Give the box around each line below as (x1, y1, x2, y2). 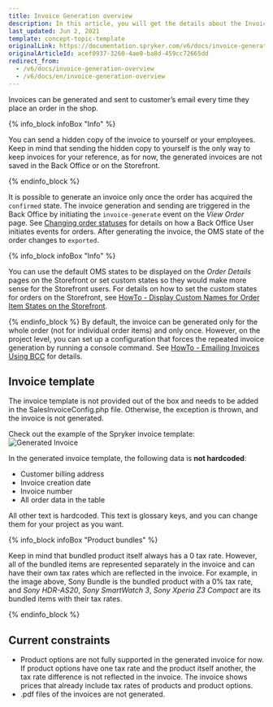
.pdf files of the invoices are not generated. (19, 689, 166, 699)
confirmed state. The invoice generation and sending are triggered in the (8, 200, 250, 210)
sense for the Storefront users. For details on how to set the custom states (8, 283, 258, 293)
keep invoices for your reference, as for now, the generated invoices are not (8, 152, 262, 162)
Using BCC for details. (8, 351, 83, 361)
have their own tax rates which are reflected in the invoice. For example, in (8, 568, 258, 578)
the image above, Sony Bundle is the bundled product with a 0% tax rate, (8, 577, 253, 587)
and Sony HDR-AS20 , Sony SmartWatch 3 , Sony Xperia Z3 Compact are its (8, 585, 262, 595)
